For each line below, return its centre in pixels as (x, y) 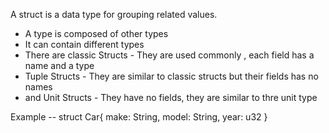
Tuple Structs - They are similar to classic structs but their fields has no (171, 76)
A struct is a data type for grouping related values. (114, 14)
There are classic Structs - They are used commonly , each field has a (169, 55)
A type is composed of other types (96, 33)
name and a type (59, 65)
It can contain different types (84, 44)
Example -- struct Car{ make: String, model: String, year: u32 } (139, 117)
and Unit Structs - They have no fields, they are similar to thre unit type (171, 97)
